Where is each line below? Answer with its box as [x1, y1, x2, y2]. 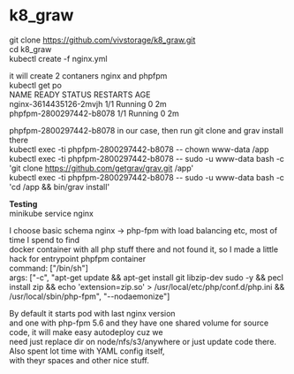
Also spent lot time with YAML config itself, [9, 346, 165, 356]
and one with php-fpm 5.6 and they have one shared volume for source [9, 317, 269, 328]
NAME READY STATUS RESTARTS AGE [9, 89, 151, 100]
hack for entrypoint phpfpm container [9, 253, 147, 263]
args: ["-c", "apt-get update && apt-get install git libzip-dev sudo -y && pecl [9, 271, 284, 283]
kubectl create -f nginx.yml [9, 53, 108, 64]
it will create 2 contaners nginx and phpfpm [9, 70, 168, 80]
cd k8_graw [9, 43, 52, 54]
